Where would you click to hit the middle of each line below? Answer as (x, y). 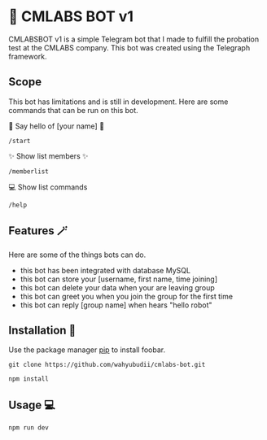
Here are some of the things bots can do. (77, 255)
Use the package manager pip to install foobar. (87, 350)
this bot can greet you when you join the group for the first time (127, 296)
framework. (28, 56)
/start (20, 141)
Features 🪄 (38, 231)
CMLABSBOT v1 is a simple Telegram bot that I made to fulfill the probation (134, 39)
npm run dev (28, 428)
